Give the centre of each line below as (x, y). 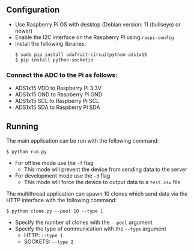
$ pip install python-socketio (54, 60)
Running (23, 126)
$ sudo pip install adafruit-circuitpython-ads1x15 (81, 54)
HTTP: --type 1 (43, 235)
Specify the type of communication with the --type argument (90, 229)
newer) (24, 31)
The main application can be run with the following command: (83, 140)
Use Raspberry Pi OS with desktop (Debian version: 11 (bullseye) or (98, 24)
